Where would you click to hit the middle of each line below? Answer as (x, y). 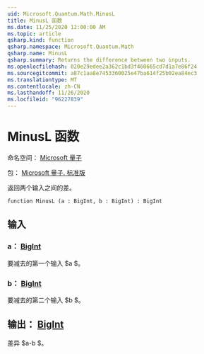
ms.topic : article (34, 34)
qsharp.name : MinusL (38, 54)
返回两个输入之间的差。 (41, 188)
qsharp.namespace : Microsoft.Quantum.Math (71, 47)
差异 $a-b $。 (28, 343)
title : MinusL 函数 (35, 21)
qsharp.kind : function (41, 40)
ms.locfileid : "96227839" (45, 100)
